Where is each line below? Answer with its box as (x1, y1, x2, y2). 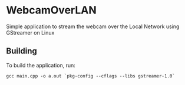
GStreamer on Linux (6, 29, 55, 36)
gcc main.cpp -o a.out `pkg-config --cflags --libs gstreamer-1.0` (6, 73, 176, 79)
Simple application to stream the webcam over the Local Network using (6, 23, 180, 30)
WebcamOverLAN (6, 4, 97, 17)
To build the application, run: (6, 62, 75, 69)
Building (6, 46, 37, 56)
